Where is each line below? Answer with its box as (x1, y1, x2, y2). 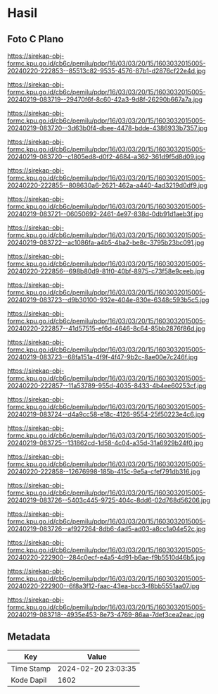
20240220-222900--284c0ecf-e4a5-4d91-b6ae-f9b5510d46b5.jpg (7, 553, 205, 562)
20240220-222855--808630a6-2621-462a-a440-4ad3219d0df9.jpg (7, 181, 207, 190)
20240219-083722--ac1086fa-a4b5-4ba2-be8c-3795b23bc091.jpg (7, 238, 205, 247)
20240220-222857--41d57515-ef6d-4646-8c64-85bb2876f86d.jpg (7, 324, 205, 333)
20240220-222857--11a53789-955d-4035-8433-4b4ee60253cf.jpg (7, 382, 207, 390)
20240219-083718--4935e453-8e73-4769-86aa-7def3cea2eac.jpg (7, 611, 205, 619)
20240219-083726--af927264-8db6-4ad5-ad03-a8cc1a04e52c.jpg (7, 525, 206, 533)
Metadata (7, 631, 51, 643)
